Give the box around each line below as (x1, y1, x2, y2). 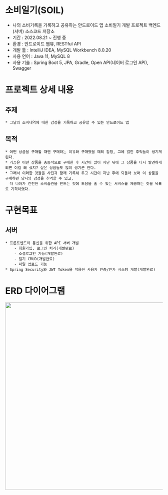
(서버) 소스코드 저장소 (12, 28, 55, 34)
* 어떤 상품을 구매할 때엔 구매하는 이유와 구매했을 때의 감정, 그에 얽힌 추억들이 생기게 (5, 149, 162, 154)
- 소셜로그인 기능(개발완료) (14, 251, 63, 256)
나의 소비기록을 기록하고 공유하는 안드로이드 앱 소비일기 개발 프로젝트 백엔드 (12, 22, 161, 28)
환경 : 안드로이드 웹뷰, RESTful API (12, 40, 81, 46)
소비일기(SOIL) (5, 4, 64, 16)
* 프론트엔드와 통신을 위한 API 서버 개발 (5, 240, 79, 245)
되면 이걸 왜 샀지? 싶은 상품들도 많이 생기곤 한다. (5, 165, 96, 170)
